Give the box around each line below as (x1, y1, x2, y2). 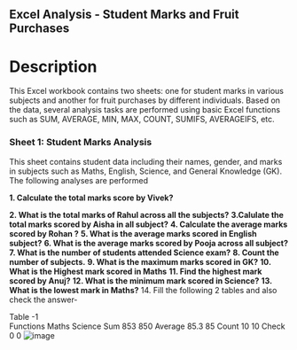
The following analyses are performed (9, 175, 149, 185)
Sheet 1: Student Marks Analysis (9, 136, 152, 149)
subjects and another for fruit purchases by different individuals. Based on (9, 95, 281, 105)
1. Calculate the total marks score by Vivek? (9, 192, 174, 203)
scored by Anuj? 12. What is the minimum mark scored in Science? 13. (9, 275, 272, 286)
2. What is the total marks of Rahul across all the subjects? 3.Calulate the (9, 209, 284, 220)
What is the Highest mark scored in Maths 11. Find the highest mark (9, 266, 262, 276)
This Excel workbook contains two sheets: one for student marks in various (9, 86, 284, 97)
